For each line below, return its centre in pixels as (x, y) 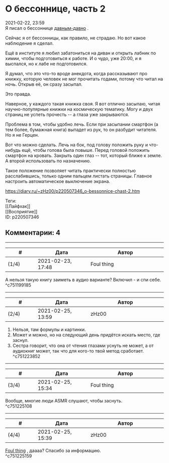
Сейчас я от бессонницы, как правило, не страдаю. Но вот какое (75, 38)
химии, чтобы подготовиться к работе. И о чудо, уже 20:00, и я (73, 58)
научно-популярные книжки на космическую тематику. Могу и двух (79, 109)
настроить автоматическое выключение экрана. (58, 181)
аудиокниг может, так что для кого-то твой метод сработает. (78, 351)
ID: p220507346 (22, 217)
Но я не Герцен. (22, 135)
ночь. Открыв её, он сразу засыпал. (44, 84)
